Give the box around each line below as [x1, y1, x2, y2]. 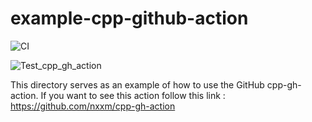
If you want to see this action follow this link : [40, 89, 226, 101]
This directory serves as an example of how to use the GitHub [10, 78, 265, 91]
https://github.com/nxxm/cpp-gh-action [10, 100, 176, 112]
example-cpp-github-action [10, 7, 249, 30]
